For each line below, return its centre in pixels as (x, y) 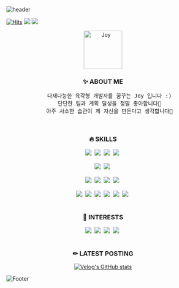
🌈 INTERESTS (103, 217)
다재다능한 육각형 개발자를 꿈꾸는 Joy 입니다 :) (109, 96)
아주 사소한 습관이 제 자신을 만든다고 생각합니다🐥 (109, 111)
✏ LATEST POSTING (103, 253)
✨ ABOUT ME (103, 81)
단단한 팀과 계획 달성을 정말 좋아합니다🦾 (109, 104)
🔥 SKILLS (103, 139)
